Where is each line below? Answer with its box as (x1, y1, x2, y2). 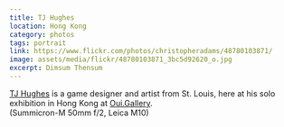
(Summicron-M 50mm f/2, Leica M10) (9, 107, 149, 118)
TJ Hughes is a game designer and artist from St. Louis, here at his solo (9, 87, 276, 99)
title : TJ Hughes (9, 13, 75, 23)
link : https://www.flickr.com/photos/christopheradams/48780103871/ (9, 47, 273, 56)
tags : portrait (9, 38, 67, 48)
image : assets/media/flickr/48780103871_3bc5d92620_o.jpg (9, 55, 232, 64)
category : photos (9, 30, 75, 39)
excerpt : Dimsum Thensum (9, 64, 103, 73)
